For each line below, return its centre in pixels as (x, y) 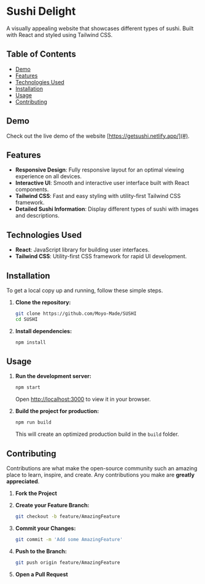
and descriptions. (37, 216)
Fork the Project (36, 493)
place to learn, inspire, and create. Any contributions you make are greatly (101, 475)
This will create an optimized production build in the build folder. (97, 434)
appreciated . (23, 481)
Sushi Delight (41, 11)
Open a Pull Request (42, 574)
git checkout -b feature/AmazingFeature (68, 516)
